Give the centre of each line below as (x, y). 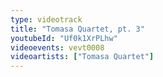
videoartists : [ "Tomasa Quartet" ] (82, 57)
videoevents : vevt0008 (57, 47)
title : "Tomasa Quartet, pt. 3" (77, 29)
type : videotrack (46, 19)
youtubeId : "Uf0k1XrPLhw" (64, 38)
